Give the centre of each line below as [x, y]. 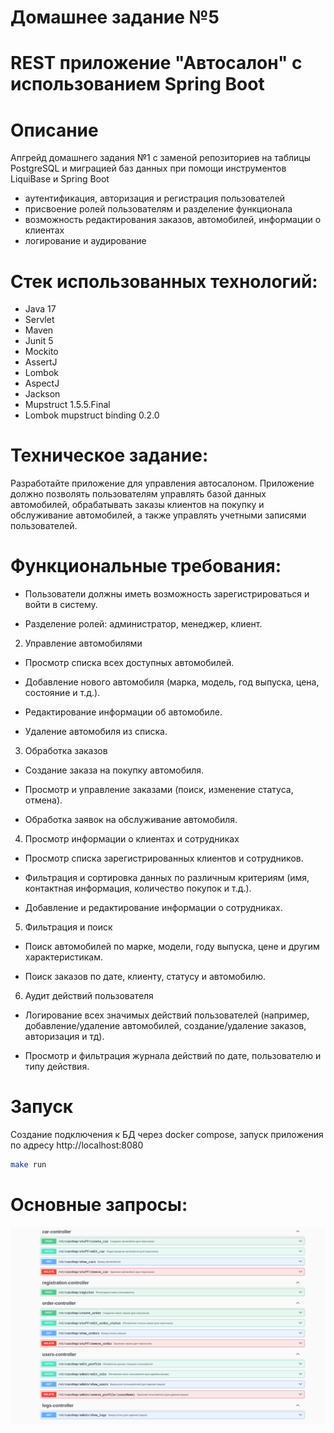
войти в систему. [61, 605]
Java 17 [40, 309]
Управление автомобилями [83, 643]
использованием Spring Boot [137, 84]
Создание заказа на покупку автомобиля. [114, 770]
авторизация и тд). [64, 1037]
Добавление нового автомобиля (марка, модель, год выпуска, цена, [172, 682]
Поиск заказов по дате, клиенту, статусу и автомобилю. [145, 977]
